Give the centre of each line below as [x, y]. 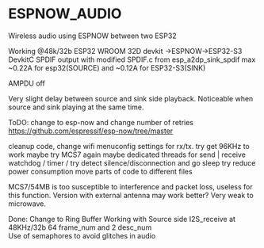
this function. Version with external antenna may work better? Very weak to [131, 195]
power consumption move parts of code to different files [100, 171]
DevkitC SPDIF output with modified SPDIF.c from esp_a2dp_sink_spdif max [132, 59]
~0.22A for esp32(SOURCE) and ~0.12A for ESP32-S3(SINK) [107, 67]
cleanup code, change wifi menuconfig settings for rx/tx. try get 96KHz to [129, 146]
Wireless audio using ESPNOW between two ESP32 [92, 36]
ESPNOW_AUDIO [65, 14]
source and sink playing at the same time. [76, 107]
